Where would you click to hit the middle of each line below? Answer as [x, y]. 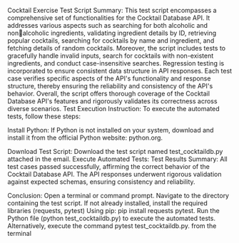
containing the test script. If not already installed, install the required [108, 203]
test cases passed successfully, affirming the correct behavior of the [109, 166]
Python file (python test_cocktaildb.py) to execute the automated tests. [112, 218]
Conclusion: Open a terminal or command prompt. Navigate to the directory [118, 196]
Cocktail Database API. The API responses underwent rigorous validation [115, 174]
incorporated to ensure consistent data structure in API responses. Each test [120, 71]
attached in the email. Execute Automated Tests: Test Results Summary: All [117, 159]
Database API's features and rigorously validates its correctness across [112, 101]
